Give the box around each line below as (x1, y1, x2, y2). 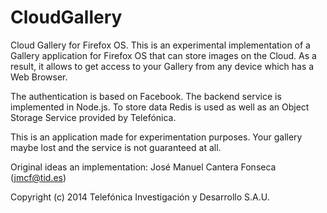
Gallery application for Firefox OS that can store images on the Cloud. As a (10, 49, 317, 61)
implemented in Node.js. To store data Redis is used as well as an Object (10, 101, 310, 113)
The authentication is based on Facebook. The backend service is (10, 90, 282, 102)
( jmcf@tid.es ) (10, 171, 67, 183)
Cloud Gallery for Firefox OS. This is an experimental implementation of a (10, 39, 311, 51)
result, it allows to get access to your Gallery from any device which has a (10, 60, 315, 72)
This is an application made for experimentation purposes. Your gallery (10, 131, 303, 143)
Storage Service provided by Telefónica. (10, 111, 177, 123)
